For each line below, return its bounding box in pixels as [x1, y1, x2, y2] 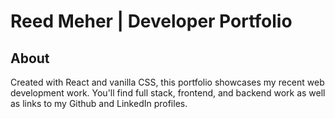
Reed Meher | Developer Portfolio [10, 10, 293, 33]
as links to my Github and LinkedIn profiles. [10, 98, 188, 109]
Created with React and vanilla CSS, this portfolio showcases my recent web [10, 76, 325, 88]
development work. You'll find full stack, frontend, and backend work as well [10, 87, 326, 99]
